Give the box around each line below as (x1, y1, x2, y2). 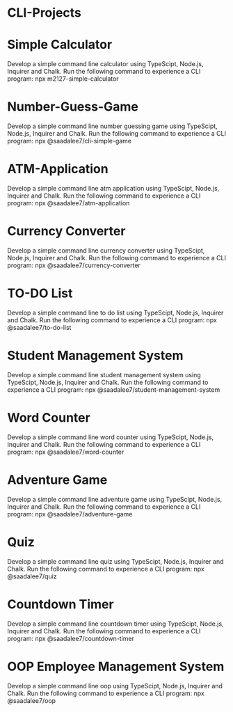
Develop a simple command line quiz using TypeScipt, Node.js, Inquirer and (7, 557, 224, 565)
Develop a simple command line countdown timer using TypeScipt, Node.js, (7, 619, 224, 628)
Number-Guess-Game (7, 99, 139, 115)
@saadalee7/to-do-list (7, 323, 72, 331)
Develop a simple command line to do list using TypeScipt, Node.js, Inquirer (7, 308, 224, 317)
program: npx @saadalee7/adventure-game (7, 509, 133, 518)
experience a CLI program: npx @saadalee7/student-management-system (7, 385, 220, 394)
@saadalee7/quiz (7, 572, 57, 580)
